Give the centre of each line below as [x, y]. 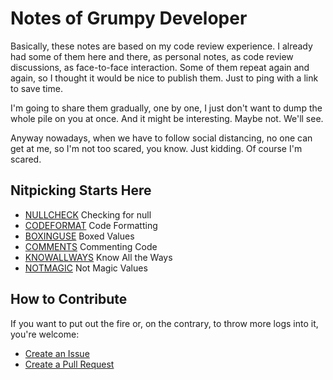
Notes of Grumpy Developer [129, 18]
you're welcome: [45, 334]
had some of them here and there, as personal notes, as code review [152, 56]
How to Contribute [69, 299]
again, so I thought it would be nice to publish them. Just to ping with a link [164, 78]
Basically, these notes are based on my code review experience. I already [161, 46]
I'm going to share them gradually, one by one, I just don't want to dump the [166, 108]
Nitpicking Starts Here [81, 190]
